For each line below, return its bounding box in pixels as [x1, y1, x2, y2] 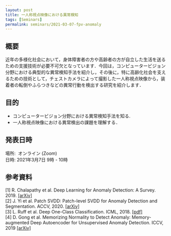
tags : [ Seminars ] [5, 17, 42, 22]
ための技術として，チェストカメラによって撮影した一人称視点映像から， [9, 76, 161, 82]
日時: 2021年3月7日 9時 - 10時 [5, 156, 68, 162]
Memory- [132, 214, 152, 220]
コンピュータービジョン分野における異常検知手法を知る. [12, 113, 131, 119]
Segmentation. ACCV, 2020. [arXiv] [5, 203, 80, 209]
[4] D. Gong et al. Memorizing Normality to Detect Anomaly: [5, 214, 131, 220]
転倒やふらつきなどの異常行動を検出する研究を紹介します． [18, 82, 144, 88]
